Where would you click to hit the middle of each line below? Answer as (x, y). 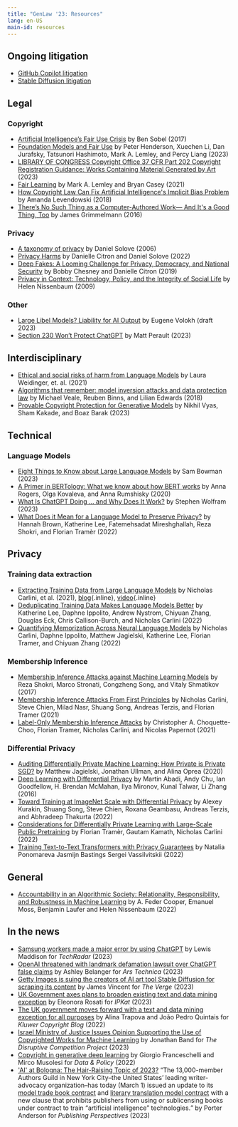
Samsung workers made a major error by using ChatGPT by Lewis (114, 949)
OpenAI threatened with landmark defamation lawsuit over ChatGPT (117, 964)
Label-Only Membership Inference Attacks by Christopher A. (106, 722)
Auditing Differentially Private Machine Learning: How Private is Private (121, 764)
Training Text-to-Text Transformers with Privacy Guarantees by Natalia (121, 847)
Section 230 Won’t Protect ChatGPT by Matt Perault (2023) (104, 336)
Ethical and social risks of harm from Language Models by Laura (112, 375)
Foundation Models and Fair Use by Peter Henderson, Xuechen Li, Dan (121, 146)
